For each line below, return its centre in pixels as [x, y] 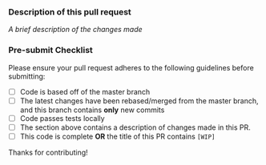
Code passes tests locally [62, 118]
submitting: [27, 76]
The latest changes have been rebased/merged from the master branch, [139, 101]
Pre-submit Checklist [51, 50]
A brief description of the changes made [75, 30]
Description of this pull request [70, 12]
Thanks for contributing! [48, 152]
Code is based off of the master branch [85, 91]
